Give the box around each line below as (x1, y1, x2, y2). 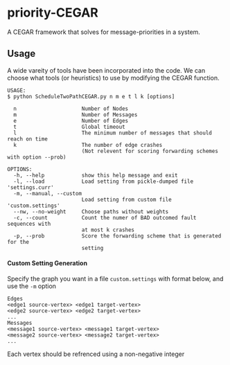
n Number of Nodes (13, 105, 129, 112)
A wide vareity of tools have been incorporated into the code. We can (7, 66, 206, 74)
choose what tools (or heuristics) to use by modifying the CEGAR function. (7, 73, 220, 82)
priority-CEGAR (7, 5, 98, 21)
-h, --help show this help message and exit (13, 172, 178, 179)
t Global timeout (13, 123, 126, 130)
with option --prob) (7, 154, 67, 161)
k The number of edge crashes (13, 141, 163, 148)
